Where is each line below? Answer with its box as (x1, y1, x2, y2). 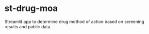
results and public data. (4, 23, 51, 29)
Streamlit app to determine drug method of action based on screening (4, 19, 145, 24)
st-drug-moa (4, 3, 58, 14)
